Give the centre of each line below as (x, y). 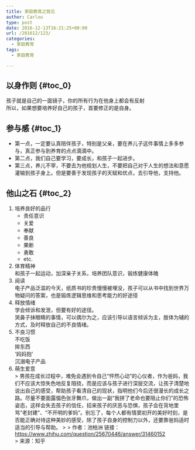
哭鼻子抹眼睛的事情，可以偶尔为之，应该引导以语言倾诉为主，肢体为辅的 (102, 317)
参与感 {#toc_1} (34, 128)
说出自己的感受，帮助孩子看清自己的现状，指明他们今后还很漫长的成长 (99, 391)
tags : (13, 50)
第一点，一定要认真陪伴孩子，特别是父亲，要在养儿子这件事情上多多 (97, 144)
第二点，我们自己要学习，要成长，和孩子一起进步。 (76, 158)
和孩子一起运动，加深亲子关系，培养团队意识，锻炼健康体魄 (86, 273)
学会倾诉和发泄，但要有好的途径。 (56, 310)
